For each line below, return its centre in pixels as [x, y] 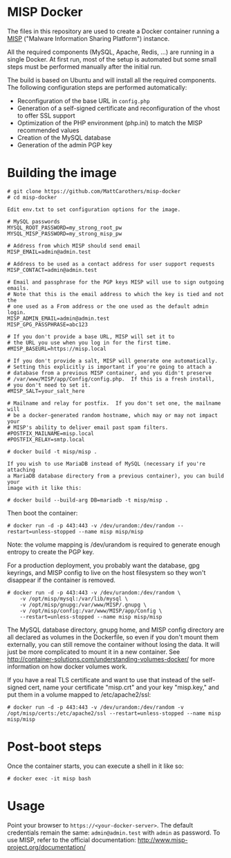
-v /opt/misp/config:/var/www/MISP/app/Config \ [91, 611]
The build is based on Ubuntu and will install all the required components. [112, 80]
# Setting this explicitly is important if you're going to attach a [110, 367]
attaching [21, 470]
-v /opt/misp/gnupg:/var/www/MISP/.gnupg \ [83, 605]
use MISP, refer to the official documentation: [72, 840]
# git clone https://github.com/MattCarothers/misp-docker [94, 191]
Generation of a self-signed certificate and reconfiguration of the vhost [118, 108]
